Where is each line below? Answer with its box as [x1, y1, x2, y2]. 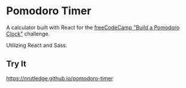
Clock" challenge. [6, 30, 50, 37]
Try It [6, 59, 27, 69]
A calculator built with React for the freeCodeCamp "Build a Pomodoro [6, 24, 180, 31]
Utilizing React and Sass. [6, 42, 68, 49]
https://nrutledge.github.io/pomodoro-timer [6, 74, 114, 81]
